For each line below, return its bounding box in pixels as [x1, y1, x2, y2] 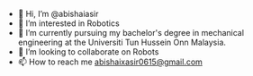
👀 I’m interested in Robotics [17, 18, 120, 29]
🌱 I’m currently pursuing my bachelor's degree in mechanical [17, 28, 245, 38]
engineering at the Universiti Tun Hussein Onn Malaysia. [17, 37, 227, 47]
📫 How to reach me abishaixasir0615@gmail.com [17, 56, 203, 67]
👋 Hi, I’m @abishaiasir [17, 9, 99, 19]
